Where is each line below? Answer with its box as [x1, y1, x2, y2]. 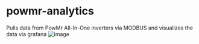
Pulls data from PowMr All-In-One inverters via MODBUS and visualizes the [6, 24, 193, 31]
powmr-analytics [6, 4, 95, 18]
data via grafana [6, 30, 47, 37]
